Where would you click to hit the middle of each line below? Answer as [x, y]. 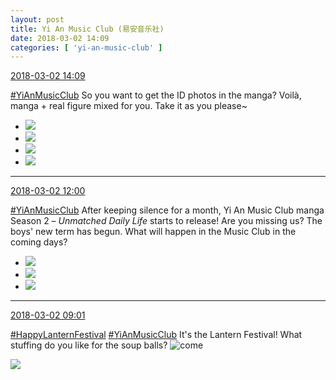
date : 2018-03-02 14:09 [60, 38]
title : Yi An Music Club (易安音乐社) [87, 29]
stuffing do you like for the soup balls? [89, 345]
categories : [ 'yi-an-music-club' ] [86, 47]
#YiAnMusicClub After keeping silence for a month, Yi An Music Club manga [167, 210]
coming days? [39, 242]
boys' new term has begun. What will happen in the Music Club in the [153, 232]
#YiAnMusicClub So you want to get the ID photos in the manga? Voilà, [156, 95]
